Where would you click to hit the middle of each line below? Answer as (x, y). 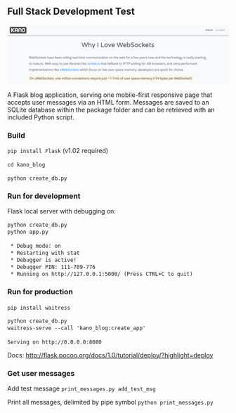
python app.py (28, 232)
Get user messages (41, 373)
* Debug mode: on (35, 246)
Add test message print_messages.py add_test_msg (81, 388)
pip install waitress (39, 308)
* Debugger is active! (44, 260)
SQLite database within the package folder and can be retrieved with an (111, 110)
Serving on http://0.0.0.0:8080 (54, 342)
